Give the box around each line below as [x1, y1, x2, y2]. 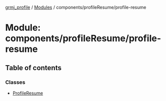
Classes [5, 78, 26, 85]
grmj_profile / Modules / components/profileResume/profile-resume [5, 5, 146, 10]
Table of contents [5, 63, 62, 72]
